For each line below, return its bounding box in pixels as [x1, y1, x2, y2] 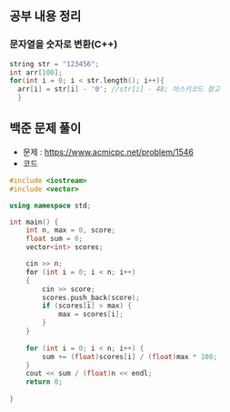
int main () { [9, 217, 59, 226]
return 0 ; [25, 377, 64, 387]
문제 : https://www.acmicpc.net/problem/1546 [22, 146, 194, 157]
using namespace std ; [9, 201, 92, 210]
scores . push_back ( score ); [42, 293, 141, 302]
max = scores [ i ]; [57, 310, 125, 319]
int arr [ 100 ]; [9, 67, 64, 77]
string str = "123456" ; [9, 59, 100, 68]
